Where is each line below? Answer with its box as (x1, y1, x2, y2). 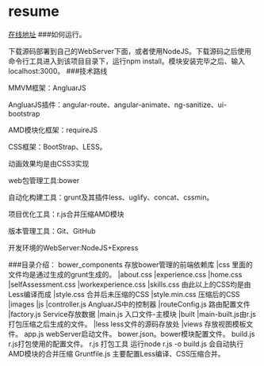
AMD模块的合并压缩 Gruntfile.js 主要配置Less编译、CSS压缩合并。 (8, 349, 225, 358)
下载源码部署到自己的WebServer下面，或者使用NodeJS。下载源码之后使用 (8, 46, 252, 55)
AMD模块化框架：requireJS (8, 125, 98, 135)
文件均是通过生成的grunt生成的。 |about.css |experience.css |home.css (8, 269, 243, 279)
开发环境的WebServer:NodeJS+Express (8, 242, 139, 252)
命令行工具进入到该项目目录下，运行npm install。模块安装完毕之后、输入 (8, 56, 246, 66)
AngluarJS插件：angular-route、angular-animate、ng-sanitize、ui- (8, 100, 228, 109)
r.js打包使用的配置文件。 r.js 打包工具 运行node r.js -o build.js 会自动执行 (8, 339, 244, 349)
